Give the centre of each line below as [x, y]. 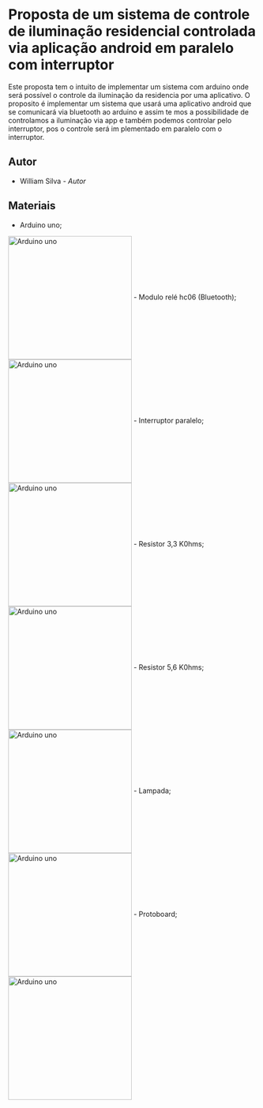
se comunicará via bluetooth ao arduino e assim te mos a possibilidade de [128, 111]
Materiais [32, 206]
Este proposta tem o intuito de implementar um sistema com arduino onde [128, 86]
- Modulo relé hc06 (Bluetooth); [185, 297]
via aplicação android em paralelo [121, 48]
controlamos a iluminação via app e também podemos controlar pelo [120, 120]
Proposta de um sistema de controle [129, 15]
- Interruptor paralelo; [168, 420]
